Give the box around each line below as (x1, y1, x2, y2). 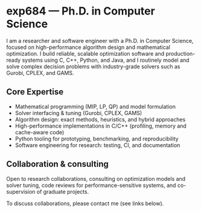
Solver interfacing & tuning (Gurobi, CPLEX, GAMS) (14, 109, 142, 116)
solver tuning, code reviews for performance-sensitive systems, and (6, 182, 176, 189)
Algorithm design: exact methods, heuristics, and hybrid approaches (14, 116, 186, 123)
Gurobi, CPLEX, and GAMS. (6, 69, 74, 76)
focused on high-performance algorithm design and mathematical (6, 44, 171, 51)
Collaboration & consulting (6, 159, 109, 169)
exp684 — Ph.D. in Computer (6, 4, 155, 18)
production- (165, 50, 196, 57)
